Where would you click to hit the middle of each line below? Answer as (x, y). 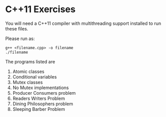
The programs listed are (30, 61)
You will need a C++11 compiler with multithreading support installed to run (83, 23)
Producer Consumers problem (44, 93)
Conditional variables (35, 76)
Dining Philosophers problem (43, 104)
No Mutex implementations (41, 88)
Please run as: (20, 38)
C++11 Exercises (40, 9)
